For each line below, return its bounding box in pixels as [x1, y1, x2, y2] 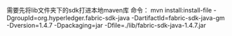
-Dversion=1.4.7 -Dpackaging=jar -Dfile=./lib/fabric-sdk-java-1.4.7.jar [6, 21, 206, 29]
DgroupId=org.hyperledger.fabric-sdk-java [6, 14, 130, 22]
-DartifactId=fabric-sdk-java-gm [131, 14, 225, 22]
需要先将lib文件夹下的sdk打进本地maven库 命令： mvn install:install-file [6, 6, 212, 14]
